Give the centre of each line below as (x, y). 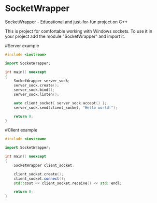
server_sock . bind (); (34, 90)
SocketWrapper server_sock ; (42, 81)
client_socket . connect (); (40, 179)
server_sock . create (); (36, 86)
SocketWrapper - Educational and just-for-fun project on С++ (66, 22)
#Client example (21, 130)
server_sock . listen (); (36, 95)
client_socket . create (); (39, 174)
